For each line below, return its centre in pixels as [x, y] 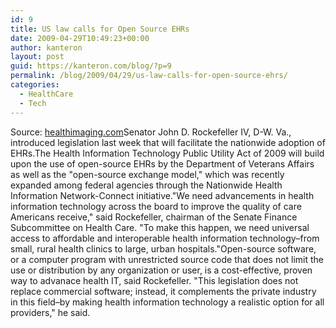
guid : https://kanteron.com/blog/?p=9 [91, 66]
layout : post [37, 57]
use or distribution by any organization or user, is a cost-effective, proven [161, 270]
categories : [35, 85]
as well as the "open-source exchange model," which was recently [147, 174]
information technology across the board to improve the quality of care [156, 206]
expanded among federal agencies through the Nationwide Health [146, 185]
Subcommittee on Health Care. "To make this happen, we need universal [160, 227]
